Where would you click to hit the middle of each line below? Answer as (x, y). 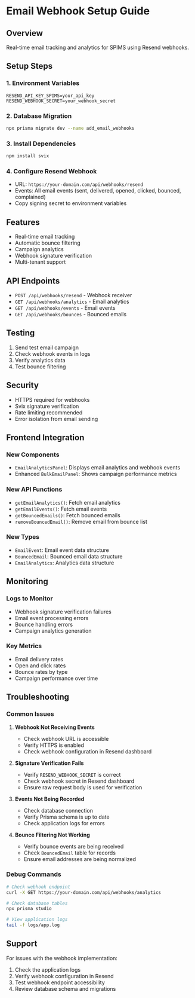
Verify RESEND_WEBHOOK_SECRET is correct (72, 774)
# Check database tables (37, 903)
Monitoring (27, 582)
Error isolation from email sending (56, 419)
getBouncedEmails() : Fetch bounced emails (67, 515)
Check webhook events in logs (52, 353)
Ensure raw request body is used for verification (83, 787)
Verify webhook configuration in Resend (64, 976)
